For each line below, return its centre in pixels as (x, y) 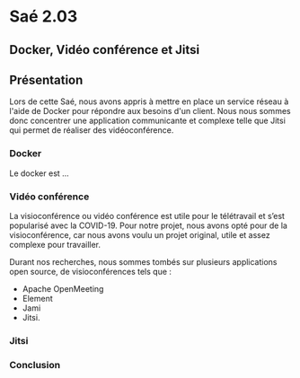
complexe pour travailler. (55, 244)
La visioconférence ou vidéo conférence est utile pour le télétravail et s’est (147, 215)
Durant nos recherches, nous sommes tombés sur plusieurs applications (143, 261)
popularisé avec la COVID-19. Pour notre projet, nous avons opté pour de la (148, 225)
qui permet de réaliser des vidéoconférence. (92, 130)
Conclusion (35, 365)
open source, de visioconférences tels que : (91, 271)
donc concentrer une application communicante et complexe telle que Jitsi (147, 121)
